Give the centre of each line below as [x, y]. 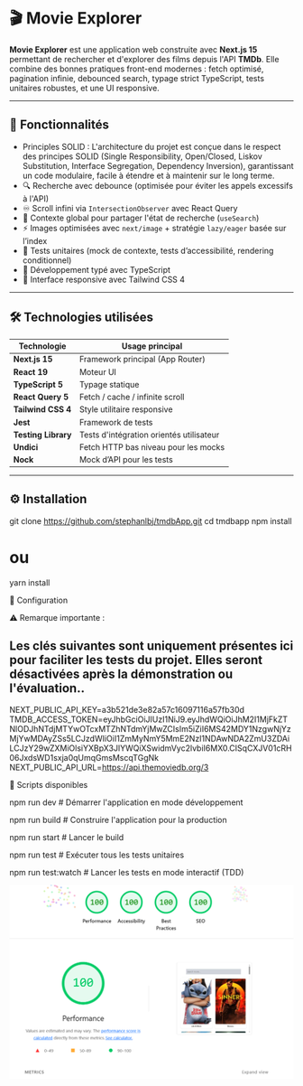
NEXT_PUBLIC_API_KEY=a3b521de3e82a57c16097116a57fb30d [127, 710]
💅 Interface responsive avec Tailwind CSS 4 [104, 279]
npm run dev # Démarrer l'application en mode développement [126, 802]
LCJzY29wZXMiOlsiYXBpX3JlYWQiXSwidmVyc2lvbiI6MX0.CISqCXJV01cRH [151, 748]
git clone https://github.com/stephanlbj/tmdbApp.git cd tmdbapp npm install [151, 520]
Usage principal [152, 346]
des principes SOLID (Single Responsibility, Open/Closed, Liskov [142, 156]
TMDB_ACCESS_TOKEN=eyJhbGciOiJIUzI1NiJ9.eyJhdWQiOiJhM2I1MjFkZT [149, 719]
